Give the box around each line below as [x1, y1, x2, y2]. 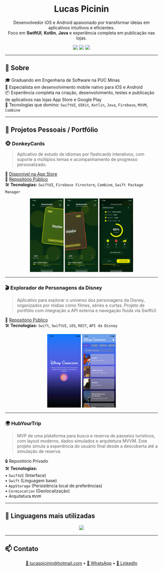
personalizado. [16, 162, 47, 168]
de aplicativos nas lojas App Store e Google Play [5, 97, 102, 102]
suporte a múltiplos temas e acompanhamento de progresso [16, 157, 138, 162]
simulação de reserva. [16, 449, 62, 454]
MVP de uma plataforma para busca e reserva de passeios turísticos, [16, 433, 155, 439]
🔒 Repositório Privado [5, 458, 49, 464]
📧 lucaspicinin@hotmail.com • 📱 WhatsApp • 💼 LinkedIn [26, 560, 137, 566]
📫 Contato [5, 545, 39, 553]
